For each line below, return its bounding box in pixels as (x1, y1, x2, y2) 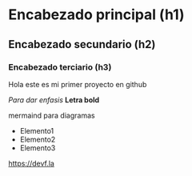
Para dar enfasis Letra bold (8, 94, 100, 105)
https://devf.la (8, 158, 54, 168)
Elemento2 (19, 134, 56, 144)
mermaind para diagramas (8, 110, 95, 120)
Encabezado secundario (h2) (8, 38, 156, 51)
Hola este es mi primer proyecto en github (8, 79, 147, 89)
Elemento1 (19, 126, 54, 135)
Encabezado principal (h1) (8, 6, 186, 24)
